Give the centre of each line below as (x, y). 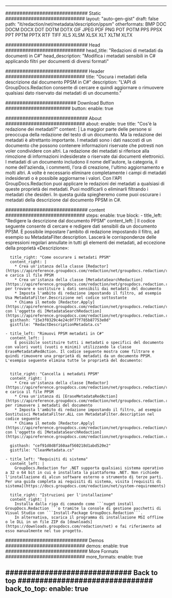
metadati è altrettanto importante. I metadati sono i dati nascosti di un (79, 140)
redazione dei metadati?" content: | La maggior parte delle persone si (79, 129)
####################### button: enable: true (59, 108)
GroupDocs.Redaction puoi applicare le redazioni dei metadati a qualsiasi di (85, 183)
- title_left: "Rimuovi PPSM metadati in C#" (55, 334)
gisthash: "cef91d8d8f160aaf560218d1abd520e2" (60, 446)
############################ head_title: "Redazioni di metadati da (84, 50)
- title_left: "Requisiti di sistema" (47, 459)
